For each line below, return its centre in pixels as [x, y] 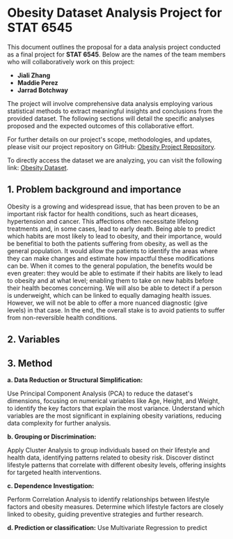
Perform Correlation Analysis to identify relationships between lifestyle [109, 499]
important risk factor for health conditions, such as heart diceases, [103, 213]
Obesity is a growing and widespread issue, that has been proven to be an [114, 206]
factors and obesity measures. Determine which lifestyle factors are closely [115, 506]
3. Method [30, 363]
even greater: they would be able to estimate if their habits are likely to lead [115, 273]
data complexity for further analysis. [59, 423]
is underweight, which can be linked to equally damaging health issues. [110, 295]
